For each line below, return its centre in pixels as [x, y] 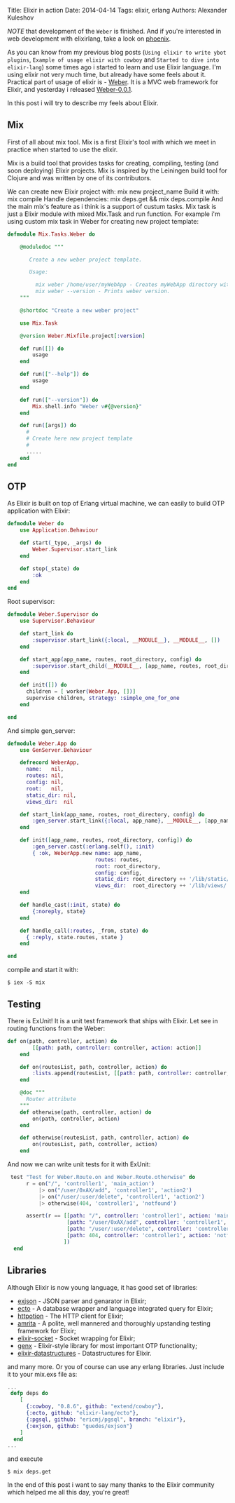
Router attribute [51, 1099]
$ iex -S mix [26, 983]
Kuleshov [21, 18]
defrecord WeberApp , [50, 763]
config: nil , [45, 782]
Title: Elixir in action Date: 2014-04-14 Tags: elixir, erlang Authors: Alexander [117, 10]
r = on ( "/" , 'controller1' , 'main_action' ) [90, 1184]
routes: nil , [45, 776]
